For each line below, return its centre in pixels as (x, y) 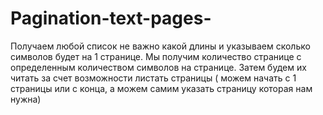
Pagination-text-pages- (111, 18)
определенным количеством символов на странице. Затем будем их (158, 67)
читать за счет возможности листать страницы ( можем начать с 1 (153, 78)
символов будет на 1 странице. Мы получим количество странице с (156, 56)
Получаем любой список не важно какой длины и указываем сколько (160, 46)
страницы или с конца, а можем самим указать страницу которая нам (161, 88)
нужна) (26, 99)
